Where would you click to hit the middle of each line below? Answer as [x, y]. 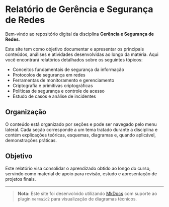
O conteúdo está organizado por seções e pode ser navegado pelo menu [81, 124]
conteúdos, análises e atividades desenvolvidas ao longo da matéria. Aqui [82, 54]
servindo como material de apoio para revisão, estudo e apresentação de [81, 174]
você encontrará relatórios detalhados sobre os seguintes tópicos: [74, 59]
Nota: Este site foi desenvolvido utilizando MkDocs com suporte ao [87, 193]
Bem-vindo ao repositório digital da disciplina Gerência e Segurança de [80, 34]
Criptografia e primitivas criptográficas [53, 85]
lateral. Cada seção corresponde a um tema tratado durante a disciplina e [81, 129]
